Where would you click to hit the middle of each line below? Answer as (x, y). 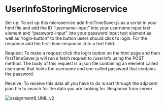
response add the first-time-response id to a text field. (60, 43)
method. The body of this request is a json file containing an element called (82, 63)
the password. (20, 74)
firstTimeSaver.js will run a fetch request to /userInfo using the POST (75, 58)
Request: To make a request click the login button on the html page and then (82, 53)
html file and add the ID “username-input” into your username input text (78, 27)
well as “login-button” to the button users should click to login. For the (76, 38)
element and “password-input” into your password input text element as (78, 33)
